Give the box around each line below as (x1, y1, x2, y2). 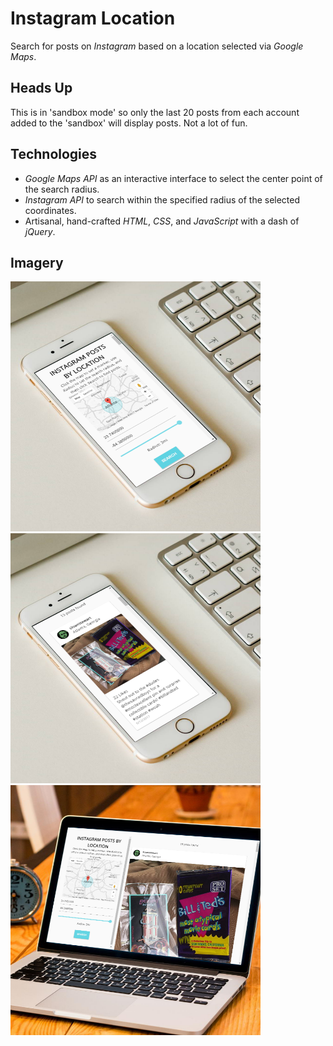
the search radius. (24, 183, 100, 195)
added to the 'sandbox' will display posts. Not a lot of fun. (10, 117, 248, 129)
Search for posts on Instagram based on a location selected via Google (10, 40, 304, 52)
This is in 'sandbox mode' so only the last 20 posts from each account (10, 106, 300, 118)
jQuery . (24, 225, 56, 237)
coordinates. (24, 204, 77, 216)
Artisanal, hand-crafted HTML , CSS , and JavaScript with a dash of (24, 215, 300, 227)
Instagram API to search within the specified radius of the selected (24, 193, 301, 206)
